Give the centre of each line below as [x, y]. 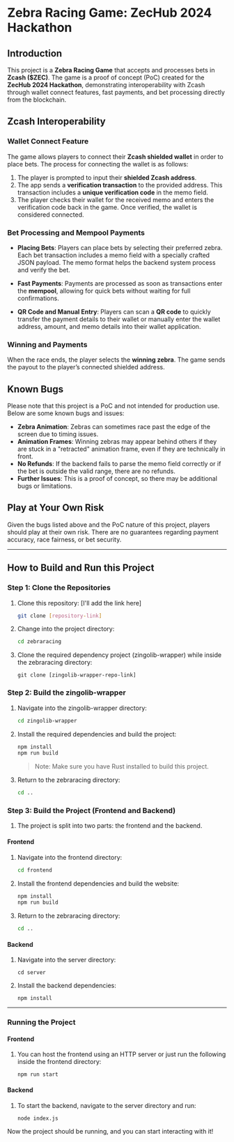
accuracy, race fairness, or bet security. [64, 539]
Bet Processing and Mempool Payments [76, 233]
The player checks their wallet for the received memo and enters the [116, 199]
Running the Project [41, 1022]
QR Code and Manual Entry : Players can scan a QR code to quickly [114, 311]
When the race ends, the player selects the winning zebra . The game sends [116, 360]
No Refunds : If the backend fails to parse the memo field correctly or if [119, 464]
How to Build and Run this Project [81, 568]
